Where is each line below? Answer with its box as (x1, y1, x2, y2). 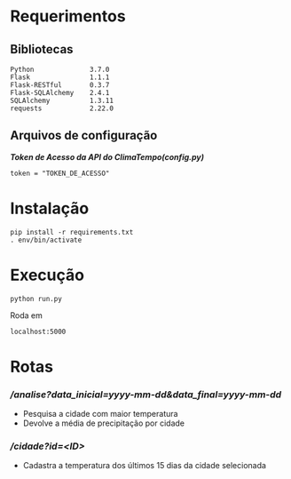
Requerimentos (10, 6, 127, 27)
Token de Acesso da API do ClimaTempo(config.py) (10, 151, 205, 162)
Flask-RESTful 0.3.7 (10, 81, 110, 90)
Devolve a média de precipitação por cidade (22, 418, 185, 428)
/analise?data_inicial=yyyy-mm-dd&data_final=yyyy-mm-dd (10, 388, 282, 401)
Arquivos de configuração (10, 128, 158, 143)
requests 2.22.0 (10, 104, 114, 113)
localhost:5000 (10, 327, 67, 336)
